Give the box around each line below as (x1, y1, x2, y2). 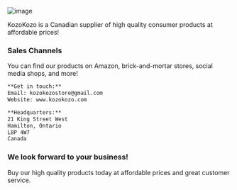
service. (7, 176, 31, 184)
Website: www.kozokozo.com (7, 96, 87, 104)
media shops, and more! (7, 69, 78, 78)
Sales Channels (7, 45, 62, 55)
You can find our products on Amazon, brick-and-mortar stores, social (7, 62, 213, 70)
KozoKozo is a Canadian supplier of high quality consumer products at (7, 21, 213, 28)
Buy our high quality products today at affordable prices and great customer (7, 168, 230, 177)
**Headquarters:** (7, 108, 62, 116)
